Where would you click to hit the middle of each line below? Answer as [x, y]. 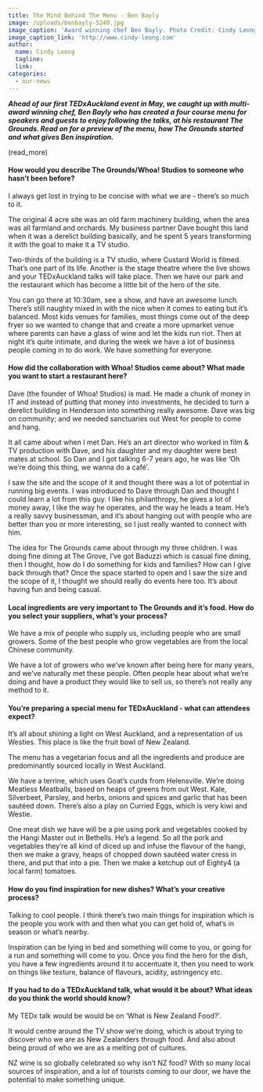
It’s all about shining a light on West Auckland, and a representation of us [126, 734]
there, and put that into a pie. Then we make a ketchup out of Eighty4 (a [124, 863]
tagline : [29, 60]
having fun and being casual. [55, 589]
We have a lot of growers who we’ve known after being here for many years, [131, 665]
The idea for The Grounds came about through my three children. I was [123, 547]
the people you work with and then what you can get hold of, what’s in [121, 923]
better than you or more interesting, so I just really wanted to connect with [127, 524]
